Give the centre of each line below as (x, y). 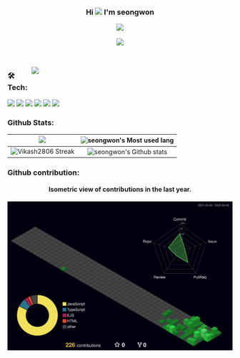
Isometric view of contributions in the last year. (120, 190)
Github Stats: (31, 123)
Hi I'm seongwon (120, 12)
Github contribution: (44, 173)
